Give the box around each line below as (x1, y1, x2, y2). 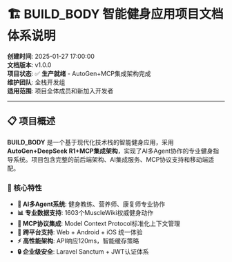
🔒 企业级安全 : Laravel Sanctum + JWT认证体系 (17, 247, 149, 256)
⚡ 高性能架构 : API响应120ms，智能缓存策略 (17, 236, 139, 245)
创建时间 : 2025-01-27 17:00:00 (7, 52, 95, 60)
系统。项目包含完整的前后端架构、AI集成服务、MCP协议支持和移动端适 (12, 155, 215, 163)
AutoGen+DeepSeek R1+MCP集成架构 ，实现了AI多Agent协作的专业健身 (7, 147, 213, 155)
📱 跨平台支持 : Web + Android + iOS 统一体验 (17, 228, 143, 236)
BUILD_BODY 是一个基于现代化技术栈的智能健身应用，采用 (7, 138, 174, 146)
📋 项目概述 (7, 115, 56, 127)
